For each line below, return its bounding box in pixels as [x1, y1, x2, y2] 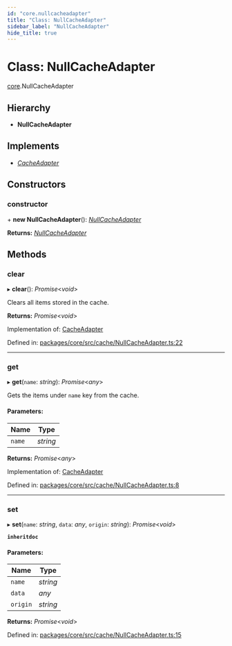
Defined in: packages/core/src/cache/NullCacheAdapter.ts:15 [7, 631, 182, 639]
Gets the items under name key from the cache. [7, 391, 139, 399]
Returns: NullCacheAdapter [7, 229, 87, 237]
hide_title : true [7, 29, 57, 37]
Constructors [7, 179, 66, 191]
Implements [7, 140, 60, 152]
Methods [7, 248, 47, 260]
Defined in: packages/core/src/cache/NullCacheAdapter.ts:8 [7, 481, 180, 489]
